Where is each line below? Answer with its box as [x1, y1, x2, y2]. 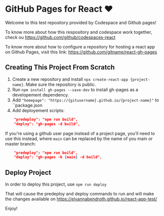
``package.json [12, 102, 43, 108]
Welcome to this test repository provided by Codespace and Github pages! [5, 20, 156, 25]
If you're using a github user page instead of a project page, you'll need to [5, 130, 156, 136]
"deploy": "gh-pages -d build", [14, 121, 80, 126]
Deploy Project [5, 168, 52, 177]
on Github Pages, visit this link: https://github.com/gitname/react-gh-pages [5, 49, 157, 55]
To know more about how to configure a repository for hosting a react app [5, 44, 155, 49]
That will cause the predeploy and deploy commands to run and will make [5, 191, 154, 197]
